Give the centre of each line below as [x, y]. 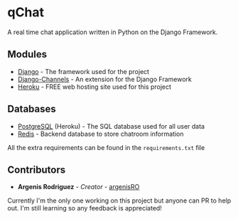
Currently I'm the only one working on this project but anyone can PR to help [119, 201]
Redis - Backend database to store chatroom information [101, 134]
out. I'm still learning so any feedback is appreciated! [85, 208]
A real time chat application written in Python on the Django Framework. [113, 32]
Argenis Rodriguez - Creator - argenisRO [79, 187]
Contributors [37, 170]
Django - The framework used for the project [83, 71]
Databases [32, 109]
